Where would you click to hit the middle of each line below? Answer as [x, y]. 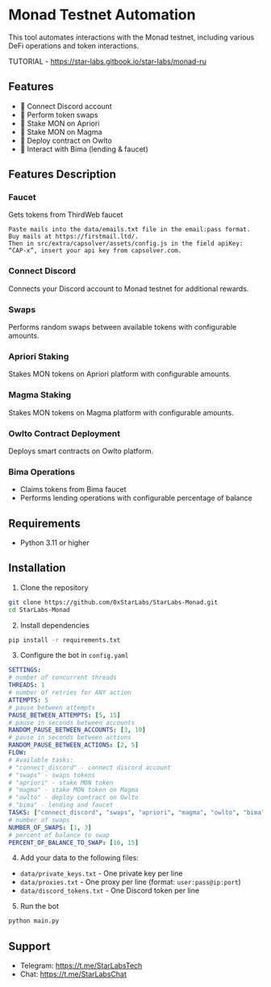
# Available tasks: [41, 760]
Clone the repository [54, 587]
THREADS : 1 [27, 685]
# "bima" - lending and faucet [61, 805]
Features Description [63, 175]
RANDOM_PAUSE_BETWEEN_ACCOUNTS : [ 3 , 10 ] [77, 730]
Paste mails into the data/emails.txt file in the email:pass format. [129, 230]
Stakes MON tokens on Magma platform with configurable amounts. [121, 412]
